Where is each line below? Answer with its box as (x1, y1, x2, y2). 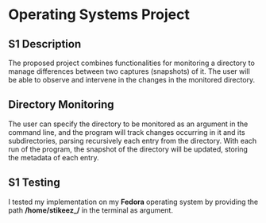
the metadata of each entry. (8, 152, 99, 162)
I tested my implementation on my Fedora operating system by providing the (8, 197, 259, 206)
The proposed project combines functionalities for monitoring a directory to (8, 58, 256, 67)
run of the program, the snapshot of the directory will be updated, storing (8, 144, 249, 154)
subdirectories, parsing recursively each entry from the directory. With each (8, 136, 257, 145)
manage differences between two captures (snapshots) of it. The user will (8, 67, 250, 76)
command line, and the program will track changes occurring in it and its (8, 127, 245, 136)
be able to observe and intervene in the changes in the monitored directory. (8, 75, 256, 84)
